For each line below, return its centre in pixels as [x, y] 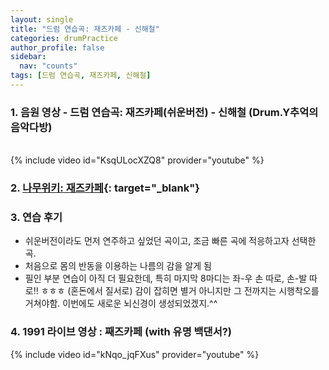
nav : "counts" [48, 66]
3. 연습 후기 [36, 218]
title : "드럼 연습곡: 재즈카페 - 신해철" [85, 29]
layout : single [42, 19]
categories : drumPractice [64, 38]
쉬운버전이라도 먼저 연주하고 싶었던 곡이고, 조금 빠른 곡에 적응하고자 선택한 [170, 241]
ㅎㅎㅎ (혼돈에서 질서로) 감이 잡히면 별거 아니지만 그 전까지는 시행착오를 [180, 291]
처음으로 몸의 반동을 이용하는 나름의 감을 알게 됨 [118, 266]
